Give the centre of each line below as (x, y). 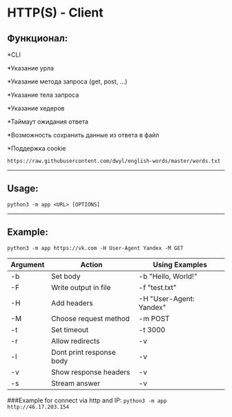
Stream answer (76, 383)
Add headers (72, 303)
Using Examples (180, 264)
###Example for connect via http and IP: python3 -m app (87, 400)
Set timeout (70, 329)
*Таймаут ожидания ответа (48, 122)
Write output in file (81, 287)
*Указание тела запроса (43, 95)
